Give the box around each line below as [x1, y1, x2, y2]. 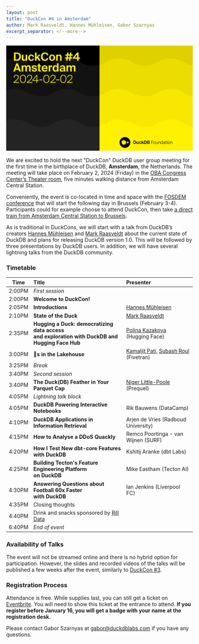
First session [33, 287, 65, 294]
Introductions [33, 304, 68, 311]
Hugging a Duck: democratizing [33, 320, 114, 327]
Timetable [6, 264, 37, 272]
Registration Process [6, 581, 68, 589]
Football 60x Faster [33, 486, 83, 494]
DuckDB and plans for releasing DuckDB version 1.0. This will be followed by [6, 236, 192, 243]
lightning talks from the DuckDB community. [6, 249, 114, 256]
